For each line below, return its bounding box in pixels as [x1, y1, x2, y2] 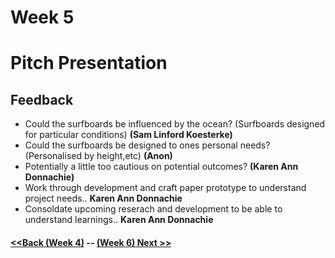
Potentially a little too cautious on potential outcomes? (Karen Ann [24, 161, 299, 173]
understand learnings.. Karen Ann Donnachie [24, 214, 214, 226]
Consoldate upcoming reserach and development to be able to [24, 203, 283, 215]
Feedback [10, 91, 74, 108]
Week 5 [10, 6, 75, 29]
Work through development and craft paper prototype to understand [24, 182, 307, 194]
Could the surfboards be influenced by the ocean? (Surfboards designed [24, 118, 326, 130]
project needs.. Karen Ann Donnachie [24, 192, 183, 205]
